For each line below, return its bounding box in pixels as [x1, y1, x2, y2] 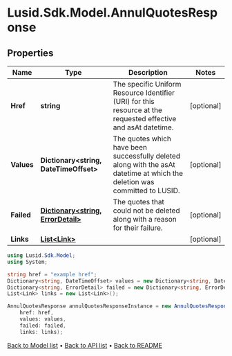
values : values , [19, 316, 67, 323]
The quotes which [113, 134, 171, 143]
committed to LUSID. [113, 186, 180, 195]
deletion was [113, 177, 155, 186]
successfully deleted [113, 151, 181, 161]
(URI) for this [113, 97, 155, 106]
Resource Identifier [113, 88, 175, 98]
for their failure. [113, 223, 164, 233]
